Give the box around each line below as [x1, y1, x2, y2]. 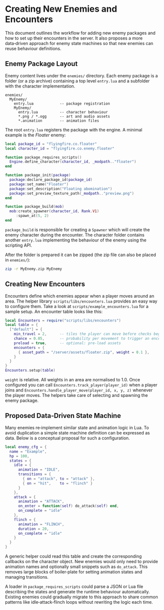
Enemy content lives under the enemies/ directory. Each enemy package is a [5, 72, 158, 79]
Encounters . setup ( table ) [5, 368, 56, 373]
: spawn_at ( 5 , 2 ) [16, 214, 49, 218]
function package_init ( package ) [5, 173, 71, 178]
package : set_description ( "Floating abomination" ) [9, 186, 112, 191]
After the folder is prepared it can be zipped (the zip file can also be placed [5, 252, 156, 258]
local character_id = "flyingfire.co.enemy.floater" [5, 146, 115, 151]
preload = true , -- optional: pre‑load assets [14, 341, 121, 346]
